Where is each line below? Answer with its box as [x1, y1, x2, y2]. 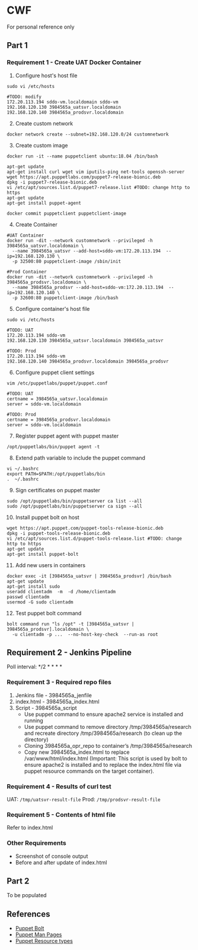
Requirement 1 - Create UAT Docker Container [7, 58, 142, 67]
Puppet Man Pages [15, 931, 62, 938]
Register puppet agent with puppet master [15, 432, 119, 439]
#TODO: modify [7, 93, 42, 100]
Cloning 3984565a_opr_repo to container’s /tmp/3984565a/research [24, 742, 192, 749]
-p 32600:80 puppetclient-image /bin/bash [12, 295, 119, 301]
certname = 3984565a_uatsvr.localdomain [7, 396, 108, 402]
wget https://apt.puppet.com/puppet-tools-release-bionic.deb [7, 525, 164, 531]
